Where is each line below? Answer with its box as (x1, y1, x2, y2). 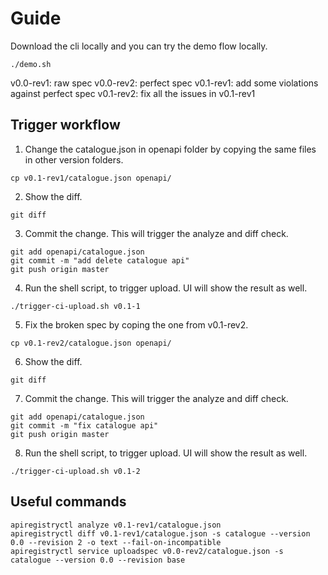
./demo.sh (10, 59, 52, 69)
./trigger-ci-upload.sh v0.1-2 (10, 466, 141, 476)
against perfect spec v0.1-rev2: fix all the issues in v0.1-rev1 (10, 87, 256, 99)
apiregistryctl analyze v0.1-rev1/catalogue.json (10, 520, 222, 530)
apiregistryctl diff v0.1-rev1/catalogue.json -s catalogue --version (10, 528, 311, 539)
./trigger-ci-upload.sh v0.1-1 (10, 301, 141, 311)
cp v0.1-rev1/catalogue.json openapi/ (10, 173, 172, 183)
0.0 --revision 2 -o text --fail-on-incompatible (10, 537, 222, 547)
